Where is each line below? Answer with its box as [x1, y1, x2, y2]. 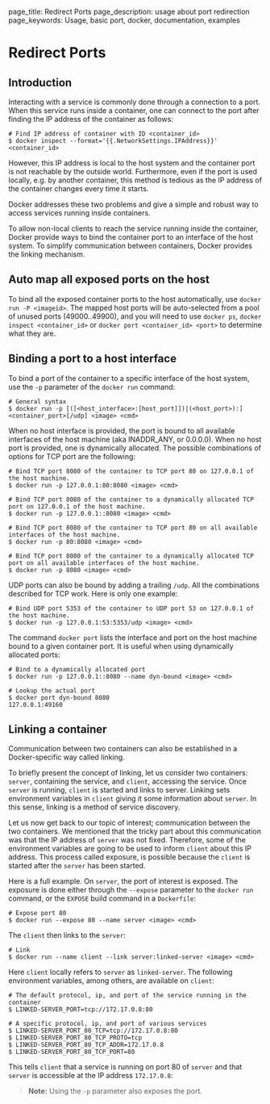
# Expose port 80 [8, 910, 67, 918]
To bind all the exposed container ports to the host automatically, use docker [8, 294, 262, 303]
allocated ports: [8, 650, 60, 659]
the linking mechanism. [8, 249, 85, 259]
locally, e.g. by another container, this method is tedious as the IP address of [8, 175, 263, 185]
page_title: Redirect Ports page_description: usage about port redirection [8, 7, 250, 16]
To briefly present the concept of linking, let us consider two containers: [8, 768, 248, 778]
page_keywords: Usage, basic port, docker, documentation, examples [8, 15, 240, 25]
